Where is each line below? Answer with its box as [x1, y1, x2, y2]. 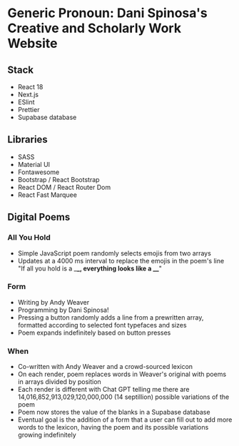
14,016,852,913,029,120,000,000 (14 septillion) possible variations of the [17, 392, 230, 401]
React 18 [17, 83, 44, 91]
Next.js [17, 91, 39, 98]
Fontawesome [17, 168, 60, 176]
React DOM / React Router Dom [17, 183, 111, 191]
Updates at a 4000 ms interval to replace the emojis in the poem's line [17, 256, 225, 265]
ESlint [17, 98, 35, 106]
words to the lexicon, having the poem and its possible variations [17, 423, 209, 432]
